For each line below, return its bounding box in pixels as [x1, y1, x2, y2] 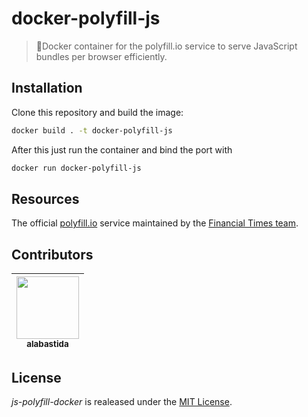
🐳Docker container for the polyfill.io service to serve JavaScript [35, 40, 298, 52]
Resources [11, 190, 80, 207]
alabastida [26, 338, 69, 350]
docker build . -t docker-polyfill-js [11, 125, 173, 136]
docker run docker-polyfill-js [11, 163, 142, 173]
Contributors [11, 246, 94, 263]
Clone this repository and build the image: [11, 106, 184, 118]
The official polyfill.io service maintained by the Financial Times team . [11, 217, 299, 229]
